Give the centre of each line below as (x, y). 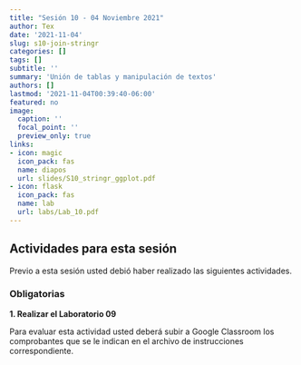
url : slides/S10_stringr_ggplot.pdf (87, 178)
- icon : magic (36, 153)
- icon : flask (36, 187)
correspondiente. (42, 350)
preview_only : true (54, 136)
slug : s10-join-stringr (54, 43)
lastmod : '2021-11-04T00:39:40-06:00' (83, 94)
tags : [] (26, 60)
